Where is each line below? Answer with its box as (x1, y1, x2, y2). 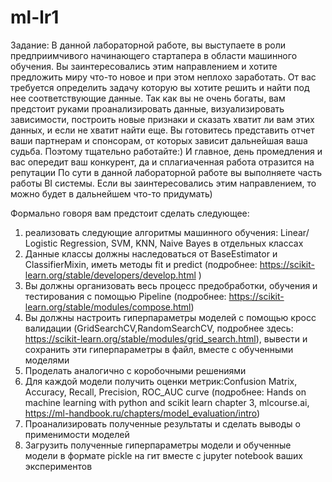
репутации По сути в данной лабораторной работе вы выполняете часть (10, 166, 323, 178)
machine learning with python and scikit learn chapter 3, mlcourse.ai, (24, 396, 310, 408)
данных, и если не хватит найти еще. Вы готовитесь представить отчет (10, 124, 315, 136)
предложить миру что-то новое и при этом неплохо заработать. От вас (10, 71, 317, 83)
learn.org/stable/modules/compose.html (24, 301, 192, 313)
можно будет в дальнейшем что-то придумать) (10, 187, 213, 200)
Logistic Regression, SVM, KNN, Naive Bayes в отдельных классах (24, 237, 304, 249)
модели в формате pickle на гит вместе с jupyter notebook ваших (24, 449, 303, 461)
